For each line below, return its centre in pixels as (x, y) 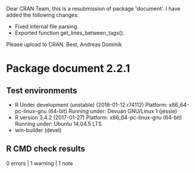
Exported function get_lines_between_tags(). (70, 33)
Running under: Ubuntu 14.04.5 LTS (58, 124)
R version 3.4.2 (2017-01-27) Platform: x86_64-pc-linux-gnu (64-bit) (98, 118)
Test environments (42, 90)
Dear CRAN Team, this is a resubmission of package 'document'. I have (93, 9)
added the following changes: (43, 15)
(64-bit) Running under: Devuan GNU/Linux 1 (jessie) (112, 111)
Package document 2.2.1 (68, 69)
